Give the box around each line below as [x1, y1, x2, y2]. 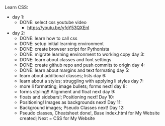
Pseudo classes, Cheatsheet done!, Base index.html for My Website [19, 110, 160, 116]
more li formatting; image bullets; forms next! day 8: [19, 83, 127, 89]
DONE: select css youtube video [19, 20, 87, 25]
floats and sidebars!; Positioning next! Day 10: [19, 94, 114, 100]
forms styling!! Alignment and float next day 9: [19, 89, 116, 94]
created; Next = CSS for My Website [19, 115, 95, 121]
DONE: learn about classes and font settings [19, 57, 112, 62]
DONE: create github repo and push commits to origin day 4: [19, 62, 145, 68]
